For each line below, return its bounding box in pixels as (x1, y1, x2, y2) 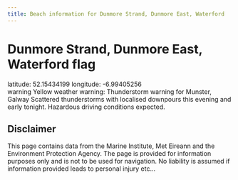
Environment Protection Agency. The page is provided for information (7, 149, 212, 158)
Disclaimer (7, 122, 56, 135)
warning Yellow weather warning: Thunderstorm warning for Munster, (7, 87, 212, 96)
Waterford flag (7, 56, 96, 72)
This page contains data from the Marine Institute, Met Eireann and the (7, 142, 215, 150)
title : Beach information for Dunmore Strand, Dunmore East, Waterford (7, 10, 224, 18)
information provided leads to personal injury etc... (7, 164, 156, 173)
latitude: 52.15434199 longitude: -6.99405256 (7, 80, 143, 88)
